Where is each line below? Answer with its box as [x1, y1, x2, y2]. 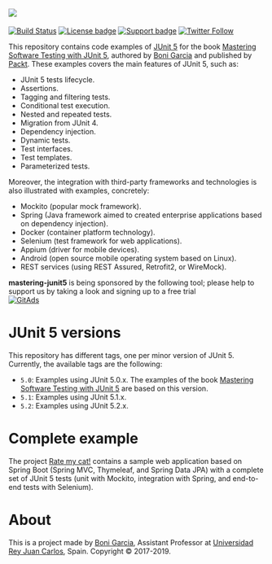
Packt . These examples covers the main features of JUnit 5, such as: [8, 59, 239, 68]
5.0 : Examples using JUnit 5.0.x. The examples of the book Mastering [20, 374, 254, 384]
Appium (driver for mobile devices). [20, 244, 140, 254]
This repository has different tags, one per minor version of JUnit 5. [8, 350, 235, 360]
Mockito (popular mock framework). [20, 201, 142, 211]
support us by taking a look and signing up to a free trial [8, 286, 196, 296]
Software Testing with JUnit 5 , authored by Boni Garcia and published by [8, 50, 252, 60]
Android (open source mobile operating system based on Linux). [20, 253, 237, 263]
